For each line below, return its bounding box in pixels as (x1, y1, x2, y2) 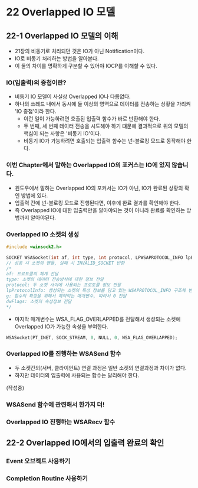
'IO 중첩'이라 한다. (14, 108, 57, 115)
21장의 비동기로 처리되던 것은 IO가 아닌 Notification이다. (14, 48, 145, 54)
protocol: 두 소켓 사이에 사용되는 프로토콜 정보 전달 (6, 282, 121, 288)
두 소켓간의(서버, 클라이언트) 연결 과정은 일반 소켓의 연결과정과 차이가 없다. (14, 364, 187, 371)
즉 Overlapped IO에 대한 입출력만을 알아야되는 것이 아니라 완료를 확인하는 (14, 206, 186, 213)
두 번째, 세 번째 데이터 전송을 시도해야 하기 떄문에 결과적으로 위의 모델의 (23, 122, 189, 130)
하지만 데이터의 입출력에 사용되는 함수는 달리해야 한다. (14, 372, 140, 379)
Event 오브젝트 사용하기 (6, 457, 71, 465)
